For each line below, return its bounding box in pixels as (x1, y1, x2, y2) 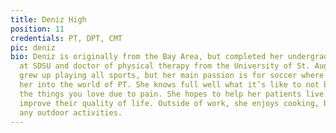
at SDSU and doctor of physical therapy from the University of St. (19, 61, 311, 71)
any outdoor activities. (19, 107, 123, 118)
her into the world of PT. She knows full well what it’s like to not (19, 80, 320, 90)
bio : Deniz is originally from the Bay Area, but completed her (10, 52, 284, 62)
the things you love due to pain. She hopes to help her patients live (19, 89, 325, 99)
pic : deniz (10, 42, 56, 53)
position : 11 (10, 24, 65, 34)
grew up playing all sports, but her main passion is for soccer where (19, 71, 325, 81)
